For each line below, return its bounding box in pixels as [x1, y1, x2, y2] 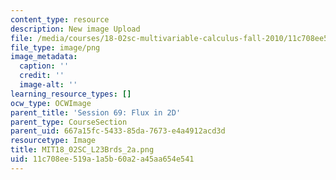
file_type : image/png [10, 42, 101, 53]
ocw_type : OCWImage [10, 98, 92, 108]
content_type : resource [10, 14, 110, 25]
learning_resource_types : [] [10, 89, 132, 99]
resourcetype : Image [10, 136, 97, 146]
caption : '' [19, 61, 70, 71]
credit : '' [19, 71, 65, 81]
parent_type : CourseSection [10, 117, 128, 127]
